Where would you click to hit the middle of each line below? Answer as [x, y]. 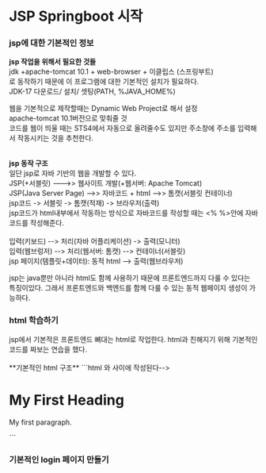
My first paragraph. [40, 422]
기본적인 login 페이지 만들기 [59, 460]
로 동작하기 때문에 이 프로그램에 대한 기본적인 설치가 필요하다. [104, 82]
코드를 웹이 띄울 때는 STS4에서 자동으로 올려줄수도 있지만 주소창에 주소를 [122, 129]
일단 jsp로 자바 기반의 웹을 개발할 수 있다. [73, 173]
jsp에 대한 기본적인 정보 [51, 43]
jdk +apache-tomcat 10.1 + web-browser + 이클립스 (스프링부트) [112, 71]
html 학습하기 [34, 321]
